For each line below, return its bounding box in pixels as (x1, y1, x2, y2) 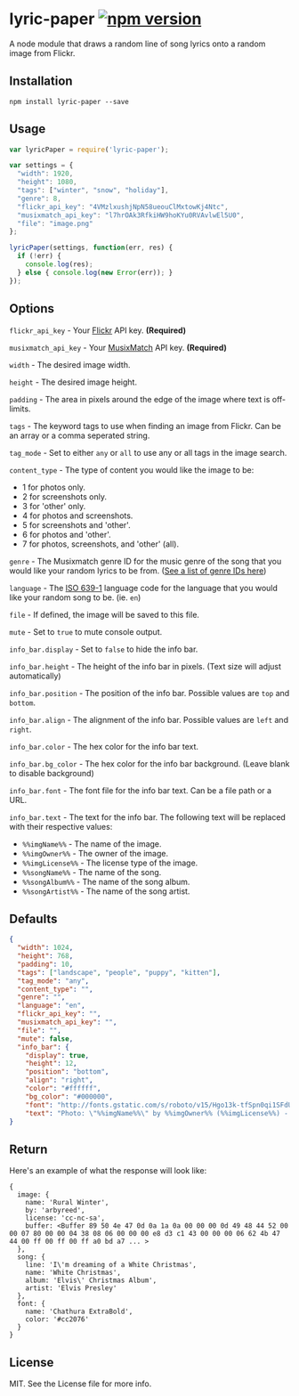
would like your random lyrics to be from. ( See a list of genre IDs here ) (9, 565, 267, 576)
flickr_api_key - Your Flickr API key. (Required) (9, 325, 187, 336)
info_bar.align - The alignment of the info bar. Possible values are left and (9, 714, 289, 725)
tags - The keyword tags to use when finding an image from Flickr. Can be (9, 420, 282, 431)
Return (9, 1141, 48, 1157)
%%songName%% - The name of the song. (21, 866, 162, 877)
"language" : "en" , (17, 1002, 86, 1010)
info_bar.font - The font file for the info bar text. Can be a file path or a (9, 784, 272, 796)
